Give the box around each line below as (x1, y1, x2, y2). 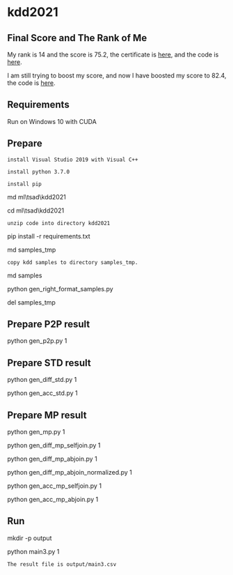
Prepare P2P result (7, 319, 90, 330)
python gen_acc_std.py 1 (7, 389, 78, 397)
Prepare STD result (7, 357, 92, 369)
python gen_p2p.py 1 (7, 337, 67, 345)
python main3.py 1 (7, 547, 60, 555)
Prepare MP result (7, 409, 87, 421)
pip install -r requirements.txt (7, 231, 90, 240)
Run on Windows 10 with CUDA (7, 117, 97, 125)
